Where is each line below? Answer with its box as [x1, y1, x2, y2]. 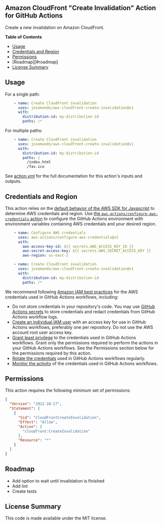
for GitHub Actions [5, 12, 63, 20]
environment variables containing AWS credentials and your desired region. [5, 221, 157, 226]
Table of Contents [5, 34, 42, 40]
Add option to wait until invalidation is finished [12, 478, 105, 484]
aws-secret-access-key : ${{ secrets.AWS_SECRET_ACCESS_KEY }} [22, 248, 151, 253]
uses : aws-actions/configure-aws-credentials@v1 [18, 235, 119, 240]
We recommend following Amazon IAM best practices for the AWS [5, 289, 138, 295]
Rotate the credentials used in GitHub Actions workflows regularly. [12, 355, 145, 361]
